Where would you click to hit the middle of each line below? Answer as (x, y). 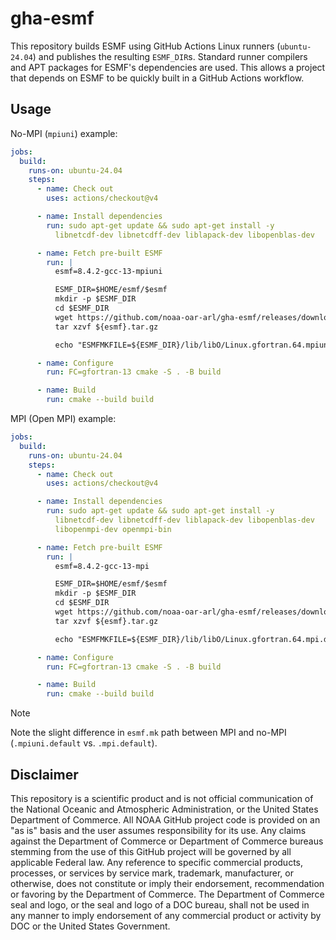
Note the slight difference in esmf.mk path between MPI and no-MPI (148, 733)
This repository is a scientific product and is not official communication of (162, 798)
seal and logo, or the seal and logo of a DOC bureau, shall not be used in (160, 904)
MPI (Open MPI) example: (63, 418)
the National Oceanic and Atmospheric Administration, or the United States (164, 809)
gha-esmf (52, 18)
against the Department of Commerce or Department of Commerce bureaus (167, 841)
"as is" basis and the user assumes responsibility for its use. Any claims (158, 830)
